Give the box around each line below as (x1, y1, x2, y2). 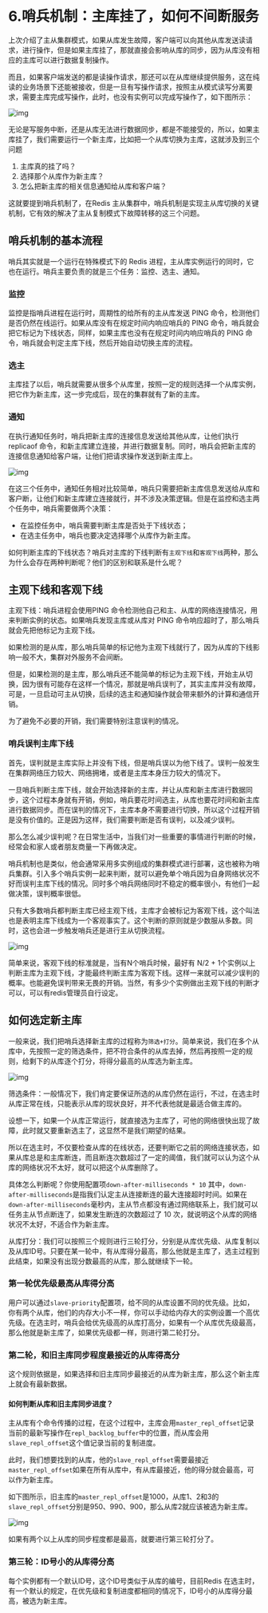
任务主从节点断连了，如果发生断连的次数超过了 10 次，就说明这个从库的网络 (8, 1209, 258, 1219)
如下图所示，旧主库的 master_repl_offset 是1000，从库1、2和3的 (8, 1492, 219, 1501)
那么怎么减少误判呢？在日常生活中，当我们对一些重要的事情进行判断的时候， (8, 832, 260, 841)
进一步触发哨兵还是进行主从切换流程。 (42, 925, 169, 935)
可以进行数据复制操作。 (35, 55, 113, 65)
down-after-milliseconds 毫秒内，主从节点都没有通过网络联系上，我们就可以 (8, 1199, 258, 1209)
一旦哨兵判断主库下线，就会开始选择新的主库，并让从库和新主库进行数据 (8, 785, 246, 794)
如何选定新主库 (8, 1014, 82, 1027)
